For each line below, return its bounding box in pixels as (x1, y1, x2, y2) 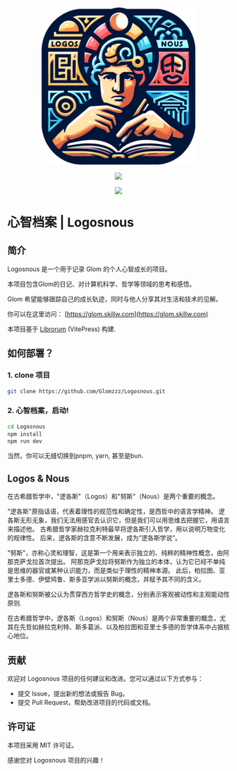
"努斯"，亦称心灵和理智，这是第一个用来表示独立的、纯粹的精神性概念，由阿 (7, 549, 230, 557)
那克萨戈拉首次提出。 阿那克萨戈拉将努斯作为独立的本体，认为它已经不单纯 (7, 558, 226, 566)
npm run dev (7, 438, 42, 445)
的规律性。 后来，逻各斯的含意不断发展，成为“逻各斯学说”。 (7, 534, 182, 542)
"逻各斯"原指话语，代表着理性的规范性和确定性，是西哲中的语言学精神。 (7, 507, 217, 515)
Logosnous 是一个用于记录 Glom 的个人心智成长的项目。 (7, 265, 171, 273)
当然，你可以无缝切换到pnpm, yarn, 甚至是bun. (7, 452, 144, 460)
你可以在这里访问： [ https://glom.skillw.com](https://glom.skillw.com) (7, 309, 209, 318)
